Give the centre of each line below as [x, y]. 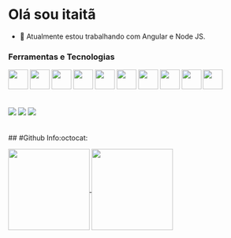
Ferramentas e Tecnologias [61, 57]
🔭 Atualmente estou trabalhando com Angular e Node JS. [112, 36]
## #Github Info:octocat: [48, 138]
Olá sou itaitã [52, 15]
